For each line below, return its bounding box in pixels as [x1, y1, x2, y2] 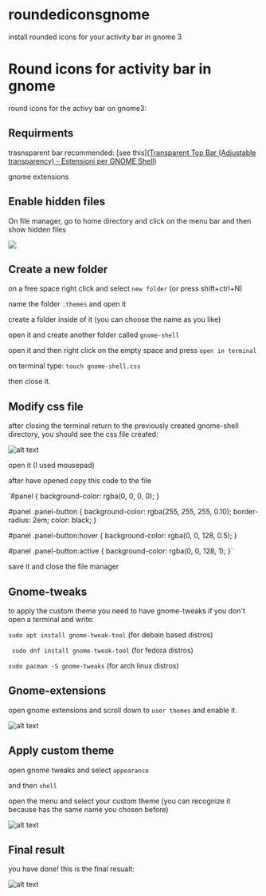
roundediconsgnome [8, 6, 150, 24]
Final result [8, 842, 65, 856]
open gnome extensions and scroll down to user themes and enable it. [8, 705, 237, 715]
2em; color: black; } [32, 515, 97, 525]
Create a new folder [8, 262, 108, 276]
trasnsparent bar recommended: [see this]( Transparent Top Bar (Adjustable [8, 148, 256, 157]
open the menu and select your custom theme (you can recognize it [8, 796, 231, 806]
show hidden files [8, 224, 66, 234]
